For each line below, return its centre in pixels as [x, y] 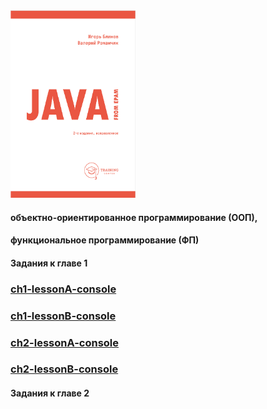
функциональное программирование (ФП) [105, 240]
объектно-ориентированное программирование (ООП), [134, 217]
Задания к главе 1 [49, 263]
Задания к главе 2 [50, 393]
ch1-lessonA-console [63, 289]
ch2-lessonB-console [64, 369]
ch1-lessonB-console [63, 316]
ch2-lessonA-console [65, 342]
